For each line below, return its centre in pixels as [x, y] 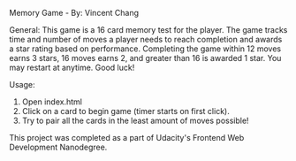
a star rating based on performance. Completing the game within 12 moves [145, 49]
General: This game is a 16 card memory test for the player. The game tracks [148, 30]
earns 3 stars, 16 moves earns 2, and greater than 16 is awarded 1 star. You [145, 58]
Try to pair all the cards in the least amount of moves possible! [135, 120]
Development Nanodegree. [58, 147]
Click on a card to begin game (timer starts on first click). [125, 111]
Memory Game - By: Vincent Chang [74, 13]
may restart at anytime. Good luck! [72, 67]
